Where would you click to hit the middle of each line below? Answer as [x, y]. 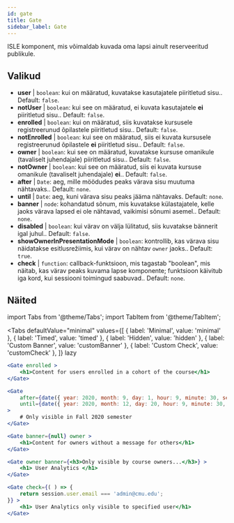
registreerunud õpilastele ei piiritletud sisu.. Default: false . [101, 145]
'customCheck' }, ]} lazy [42, 353]
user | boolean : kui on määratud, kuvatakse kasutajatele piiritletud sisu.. [120, 93]
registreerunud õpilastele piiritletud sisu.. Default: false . [97, 130]
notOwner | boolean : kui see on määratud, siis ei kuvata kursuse [109, 167]
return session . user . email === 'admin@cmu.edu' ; [92, 494]
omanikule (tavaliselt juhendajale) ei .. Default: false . [92, 175]
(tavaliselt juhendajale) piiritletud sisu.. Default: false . [94, 160]
